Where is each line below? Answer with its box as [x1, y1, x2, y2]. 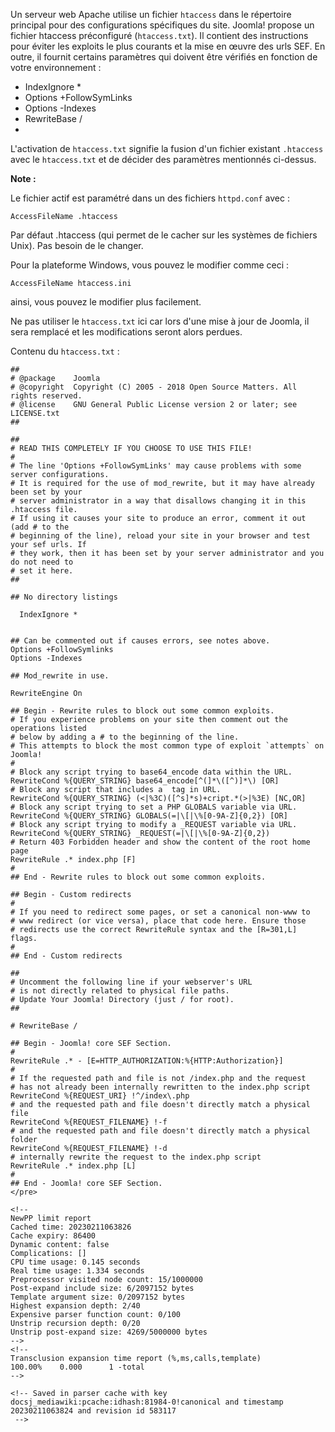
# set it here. [10, 566, 74, 576]
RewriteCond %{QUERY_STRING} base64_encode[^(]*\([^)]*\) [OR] [10, 776, 280, 786]
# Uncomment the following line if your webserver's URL [10, 977, 253, 987]
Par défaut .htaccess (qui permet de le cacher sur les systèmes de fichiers [10, 229, 318, 241]
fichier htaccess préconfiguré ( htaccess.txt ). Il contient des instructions [10, 30, 309, 41]
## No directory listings [10, 592, 118, 602]
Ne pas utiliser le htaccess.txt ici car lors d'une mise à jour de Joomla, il [10, 315, 310, 327]
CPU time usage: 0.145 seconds [10, 1257, 141, 1267]
